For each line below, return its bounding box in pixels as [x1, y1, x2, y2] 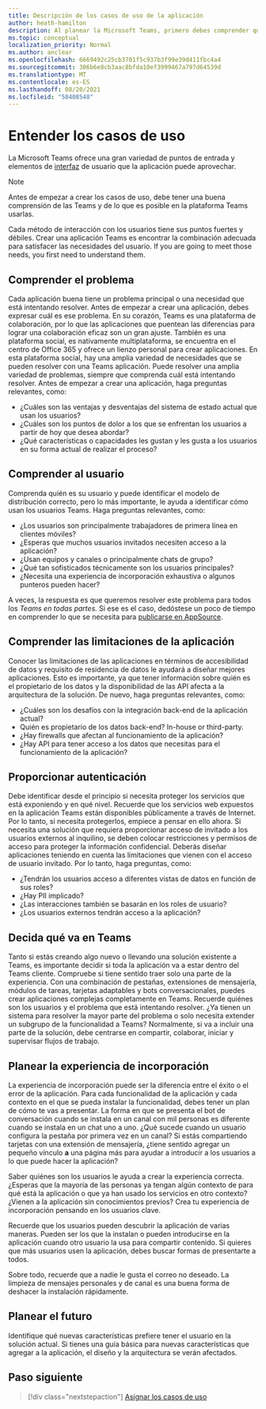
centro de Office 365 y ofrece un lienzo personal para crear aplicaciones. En [8, 345, 258, 354]
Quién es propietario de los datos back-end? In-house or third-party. [19, 722, 244, 731]
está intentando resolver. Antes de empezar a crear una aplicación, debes [8, 302, 249, 312]
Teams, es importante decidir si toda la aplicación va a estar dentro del [8, 961, 240, 970]
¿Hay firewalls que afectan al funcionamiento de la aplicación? [19, 730, 224, 740]
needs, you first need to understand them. [8, 250, 146, 260]
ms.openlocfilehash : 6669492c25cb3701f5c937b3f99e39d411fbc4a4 [8, 56, 222, 64]
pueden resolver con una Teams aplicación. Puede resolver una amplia [8, 362, 240, 371]
